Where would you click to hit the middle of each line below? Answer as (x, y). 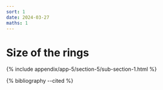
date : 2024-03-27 (28, 17)
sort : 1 (16, 12)
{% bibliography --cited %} (40, 81)
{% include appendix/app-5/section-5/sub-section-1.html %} (81, 69)
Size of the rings (48, 52)
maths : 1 (17, 23)
